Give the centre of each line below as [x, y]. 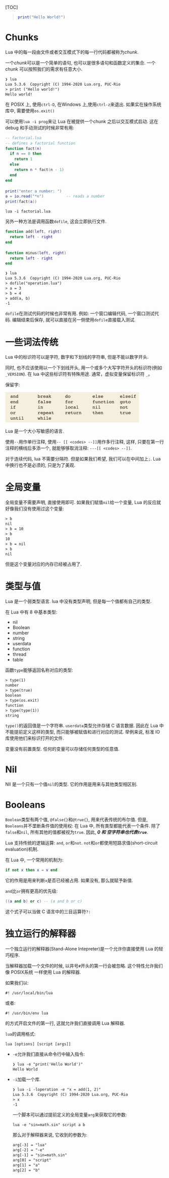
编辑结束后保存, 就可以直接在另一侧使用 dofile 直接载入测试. [74, 320]
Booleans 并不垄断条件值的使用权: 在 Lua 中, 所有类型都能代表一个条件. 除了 [83, 826]
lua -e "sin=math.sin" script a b [49, 1125]
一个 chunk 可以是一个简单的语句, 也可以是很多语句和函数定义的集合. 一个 [80, 63]
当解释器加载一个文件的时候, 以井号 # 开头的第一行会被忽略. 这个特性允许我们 [84, 966]
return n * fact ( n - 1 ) [39, 170]
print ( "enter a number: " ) [34, 191]
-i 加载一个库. [27, 1079]
